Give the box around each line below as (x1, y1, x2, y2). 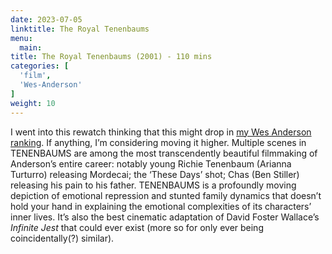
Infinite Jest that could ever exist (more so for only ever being (10, 221, 264, 233)
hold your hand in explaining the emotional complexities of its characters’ (10, 200, 312, 212)
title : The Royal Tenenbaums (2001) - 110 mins (10, 52, 213, 62)
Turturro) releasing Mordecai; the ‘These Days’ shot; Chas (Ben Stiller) (10, 168, 300, 180)
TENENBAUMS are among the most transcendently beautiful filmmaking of (10, 147, 318, 159)
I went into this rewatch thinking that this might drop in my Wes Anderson (10, 126, 312, 138)
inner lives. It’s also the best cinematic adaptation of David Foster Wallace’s (10, 211, 320, 223)
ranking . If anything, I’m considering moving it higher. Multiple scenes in (10, 136, 307, 148)
